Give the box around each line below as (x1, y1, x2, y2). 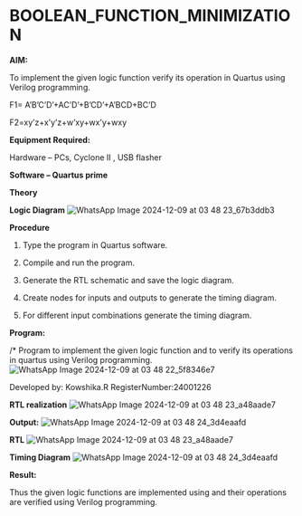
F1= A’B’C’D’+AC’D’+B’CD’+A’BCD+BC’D (9, 99, 156, 110)
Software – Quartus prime (9, 169, 109, 180)
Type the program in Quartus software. (22, 239, 168, 250)
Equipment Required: (9, 134, 90, 145)
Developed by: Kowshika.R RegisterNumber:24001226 (9, 381, 212, 392)
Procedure (9, 222, 50, 233)
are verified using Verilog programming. (9, 496, 158, 507)
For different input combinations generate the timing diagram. (22, 310, 252, 320)
